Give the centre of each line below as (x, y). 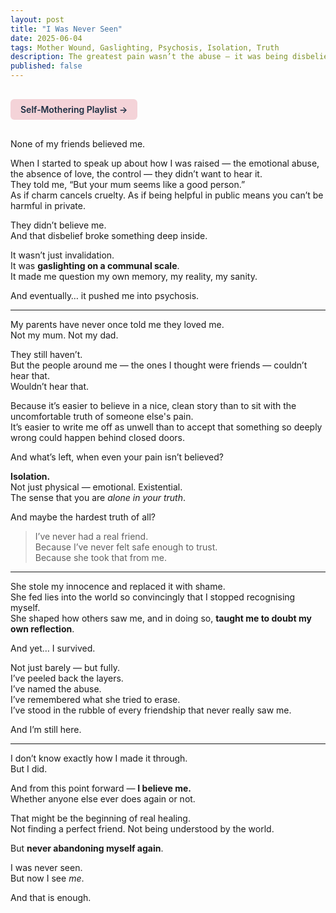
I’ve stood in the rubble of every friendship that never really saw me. (151, 710)
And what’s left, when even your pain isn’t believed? (117, 457)
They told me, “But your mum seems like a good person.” (128, 184)
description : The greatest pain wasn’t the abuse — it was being (149, 57)
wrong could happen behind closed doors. (97, 437)
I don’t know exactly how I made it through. (99, 758)
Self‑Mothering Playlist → (74, 109)
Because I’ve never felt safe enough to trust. (126, 547)
